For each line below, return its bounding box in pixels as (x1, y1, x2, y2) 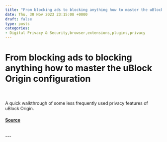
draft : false (5, 16, 32, 21)
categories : (5, 26, 30, 31)
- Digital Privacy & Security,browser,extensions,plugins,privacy (5, 30, 146, 35)
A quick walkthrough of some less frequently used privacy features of (5, 100, 148, 106)
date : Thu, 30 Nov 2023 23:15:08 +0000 (5, 12, 88, 17)
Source (5, 117, 21, 123)
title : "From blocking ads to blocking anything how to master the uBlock (5, 7, 164, 12)
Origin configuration (5, 73, 91, 85)
